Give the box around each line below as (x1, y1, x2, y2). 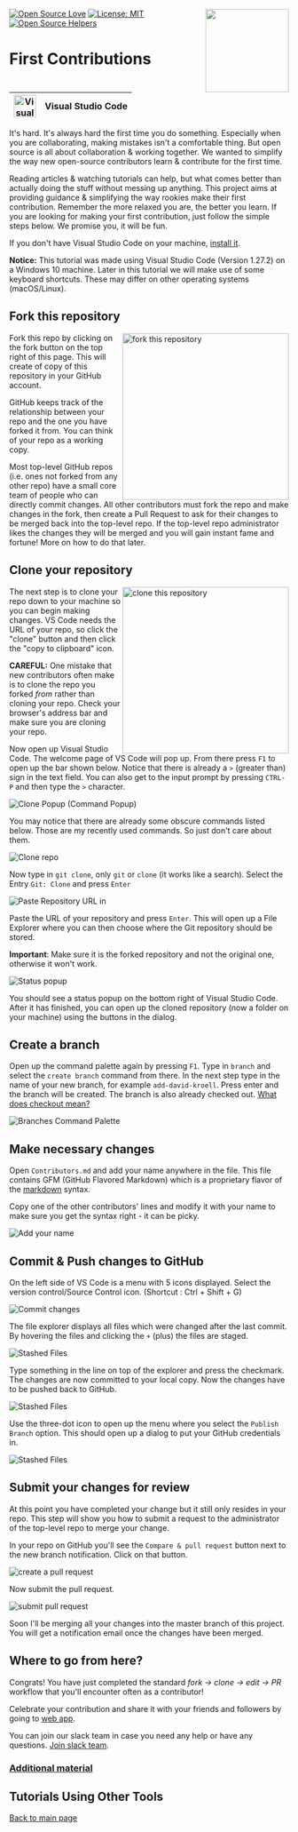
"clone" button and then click (9, 633, 116, 644)
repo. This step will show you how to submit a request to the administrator (9, 1513, 280, 1524)
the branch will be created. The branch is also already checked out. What (9, 1089, 278, 1100)
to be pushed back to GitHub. (9, 1384, 117, 1395)
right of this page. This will (9, 351, 106, 362)
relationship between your (9, 406, 105, 417)
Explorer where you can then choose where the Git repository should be (9, 922, 273, 933)
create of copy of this (9, 361, 88, 371)
